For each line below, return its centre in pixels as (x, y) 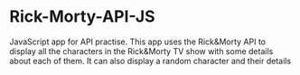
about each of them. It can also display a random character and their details (150, 61)
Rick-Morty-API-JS (82, 17)
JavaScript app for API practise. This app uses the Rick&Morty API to (138, 42)
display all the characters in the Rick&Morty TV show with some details (141, 51)
